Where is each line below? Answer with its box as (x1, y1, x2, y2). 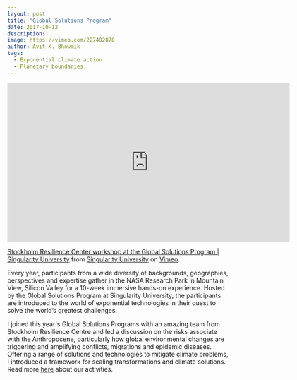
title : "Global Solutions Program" (7, 17, 112, 24)
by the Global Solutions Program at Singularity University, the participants (7, 291, 222, 299)
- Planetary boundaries (13, 63, 83, 70)
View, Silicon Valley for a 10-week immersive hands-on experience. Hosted (7, 283, 225, 292)
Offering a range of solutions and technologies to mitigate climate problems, (7, 350, 229, 358)
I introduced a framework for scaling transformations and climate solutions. (7, 357, 226, 366)
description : (7, 30, 46, 37)
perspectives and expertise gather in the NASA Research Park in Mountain (7, 276, 224, 285)
